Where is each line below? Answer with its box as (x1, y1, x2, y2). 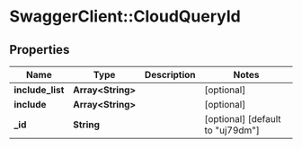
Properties (9, 42, 70, 57)
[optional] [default (204, 113, 281, 125)
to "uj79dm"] (204, 124, 261, 136)
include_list (13, 83, 65, 96)
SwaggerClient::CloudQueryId (9, 6, 241, 27)
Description (144, 69, 196, 81)
